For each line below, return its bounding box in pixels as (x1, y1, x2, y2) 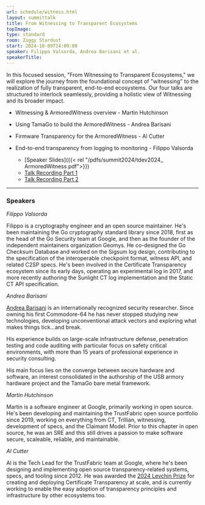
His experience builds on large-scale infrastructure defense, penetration (6, 335, 188, 342)
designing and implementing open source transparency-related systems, (6, 465, 189, 473)
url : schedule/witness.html (6, 9, 78, 15)
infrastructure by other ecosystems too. (6, 492, 106, 499)
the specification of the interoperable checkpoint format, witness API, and (6, 254, 192, 262)
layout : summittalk (6, 15, 56, 21)
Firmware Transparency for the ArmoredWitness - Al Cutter (15, 132, 165, 140)
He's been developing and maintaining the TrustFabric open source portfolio (6, 409, 198, 417)
